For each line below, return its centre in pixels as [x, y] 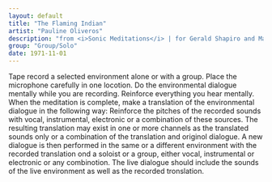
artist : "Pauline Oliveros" [56, 31]
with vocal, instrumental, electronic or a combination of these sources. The [133, 119]
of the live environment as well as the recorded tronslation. [106, 171]
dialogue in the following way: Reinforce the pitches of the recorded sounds [135, 111]
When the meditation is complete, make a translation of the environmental [132, 102]
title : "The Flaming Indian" [57, 23]
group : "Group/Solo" [43, 46]
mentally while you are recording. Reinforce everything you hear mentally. [132, 93]
